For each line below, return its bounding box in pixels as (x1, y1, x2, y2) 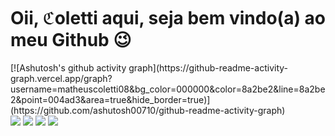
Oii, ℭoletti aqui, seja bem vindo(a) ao (10, 7, 327, 30)
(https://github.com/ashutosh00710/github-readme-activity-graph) (10, 104, 286, 116)
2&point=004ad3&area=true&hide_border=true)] (10, 93, 211, 105)
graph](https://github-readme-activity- (128, 61, 289, 74)
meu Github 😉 (10, 29, 132, 52)
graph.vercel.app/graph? (10, 72, 113, 84)
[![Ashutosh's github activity (10, 61, 127, 74)
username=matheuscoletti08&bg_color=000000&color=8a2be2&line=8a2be (10, 83, 326, 95)
